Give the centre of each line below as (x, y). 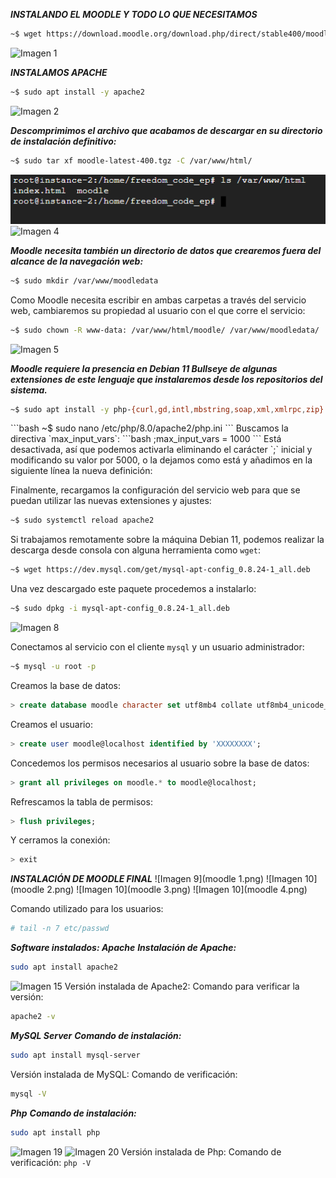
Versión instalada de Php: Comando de (201, 1151)
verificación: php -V (51, 1162)
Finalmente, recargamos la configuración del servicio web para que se (155, 490)
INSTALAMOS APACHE (59, 72)
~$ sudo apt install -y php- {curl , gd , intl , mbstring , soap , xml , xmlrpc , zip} (167, 409)
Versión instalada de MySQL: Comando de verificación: (124, 1074)
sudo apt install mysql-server (75, 1055)
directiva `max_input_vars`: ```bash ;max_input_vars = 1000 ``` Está (146, 439)
